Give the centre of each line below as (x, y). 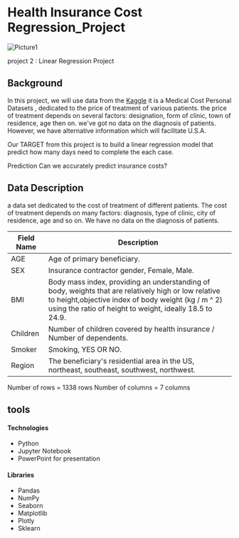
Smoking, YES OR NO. (85, 349)
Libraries (21, 475)
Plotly (26, 521)
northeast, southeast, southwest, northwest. (122, 370)
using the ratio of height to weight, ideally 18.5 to (131, 308)
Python (28, 443)
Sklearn (29, 528)
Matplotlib (32, 513)
